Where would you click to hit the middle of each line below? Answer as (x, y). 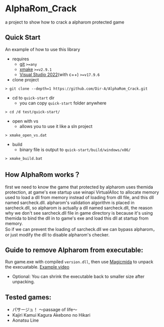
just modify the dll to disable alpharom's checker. (60, 235)
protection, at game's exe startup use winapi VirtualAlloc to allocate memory (82, 192)
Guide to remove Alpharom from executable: (74, 250)
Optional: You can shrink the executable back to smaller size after (78, 277)
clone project (25, 79)
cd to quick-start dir (33, 98)
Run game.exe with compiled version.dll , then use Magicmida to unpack (79, 262)
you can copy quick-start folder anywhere (63, 103)
